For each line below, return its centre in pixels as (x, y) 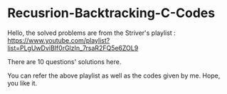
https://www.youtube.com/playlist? (59, 40)
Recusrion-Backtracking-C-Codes (111, 13)
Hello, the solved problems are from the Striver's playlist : (91, 33)
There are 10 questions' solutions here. (64, 61)
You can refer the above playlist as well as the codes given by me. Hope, (114, 75)
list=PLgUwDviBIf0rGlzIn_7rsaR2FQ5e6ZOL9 (73, 48)
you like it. (22, 83)
